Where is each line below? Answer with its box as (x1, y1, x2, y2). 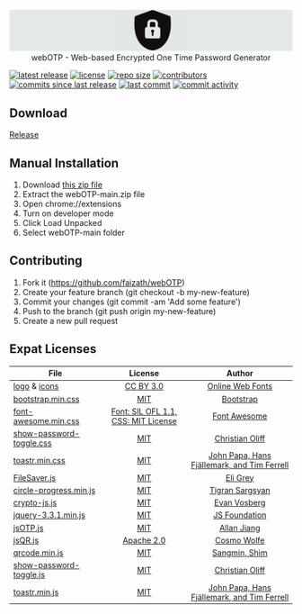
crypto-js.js (13, 497, 58, 509)
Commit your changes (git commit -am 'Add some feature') (22, 296, 241, 307)
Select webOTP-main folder (22, 227, 126, 238)
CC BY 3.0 (124, 381, 164, 392)
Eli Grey (226, 472, 254, 483)
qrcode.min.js (13, 547, 64, 558)
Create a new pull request (22, 315, 119, 326)
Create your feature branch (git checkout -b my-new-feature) (22, 286, 250, 297)
